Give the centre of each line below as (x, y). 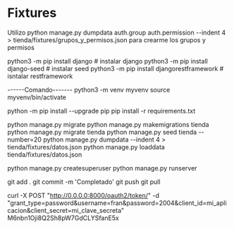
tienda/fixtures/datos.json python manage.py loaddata (86, 147)
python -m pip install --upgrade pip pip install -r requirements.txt (101, 111)
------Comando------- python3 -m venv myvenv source (89, 89)
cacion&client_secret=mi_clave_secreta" (66, 210)
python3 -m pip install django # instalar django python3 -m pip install (107, 61)
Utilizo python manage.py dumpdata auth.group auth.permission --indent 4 (117, 32)
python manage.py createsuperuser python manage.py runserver (102, 168)
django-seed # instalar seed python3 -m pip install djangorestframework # (116, 68)
